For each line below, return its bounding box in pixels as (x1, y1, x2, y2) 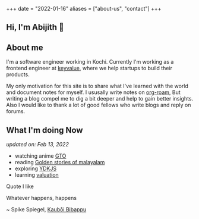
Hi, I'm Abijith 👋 (6, 22, 64, 32)
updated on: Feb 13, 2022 (6, 141, 70, 148)
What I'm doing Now (6, 125, 83, 135)
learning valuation (14, 171, 59, 179)
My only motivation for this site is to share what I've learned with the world (6, 83, 189, 90)
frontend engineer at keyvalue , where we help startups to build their (6, 65, 172, 72)
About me (6, 42, 43, 52)
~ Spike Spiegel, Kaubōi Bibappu (6, 206, 87, 213)
